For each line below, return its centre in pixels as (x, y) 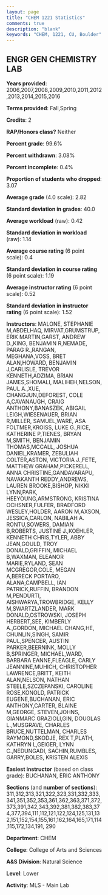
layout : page (23, 12)
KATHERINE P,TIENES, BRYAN (44, 433)
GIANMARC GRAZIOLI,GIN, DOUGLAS (54, 718)
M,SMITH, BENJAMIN (33, 440)
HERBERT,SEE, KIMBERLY (39, 621)
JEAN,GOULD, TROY (32, 544)
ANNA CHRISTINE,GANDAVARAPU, (50, 472)
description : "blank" (34, 29)
